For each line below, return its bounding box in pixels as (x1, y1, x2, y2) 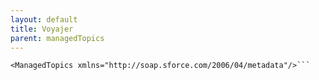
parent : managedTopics (10, 33, 105, 43)
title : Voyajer (10, 24, 74, 34)
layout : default (10, 14, 78, 25)
